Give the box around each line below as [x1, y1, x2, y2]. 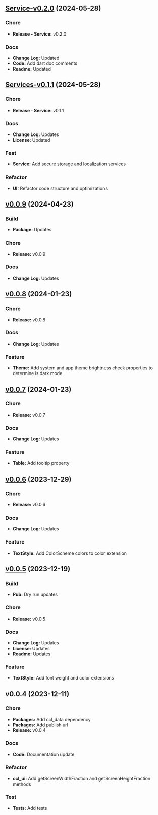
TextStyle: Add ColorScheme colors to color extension [12, 550, 127, 556]
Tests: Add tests [12, 805, 47, 811]
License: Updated [12, 137, 50, 143]
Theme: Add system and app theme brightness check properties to [12, 365, 153, 371]
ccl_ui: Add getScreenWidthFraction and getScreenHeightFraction [12, 775, 151, 782]
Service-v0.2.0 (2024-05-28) [5, 4, 101, 13]
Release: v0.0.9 [12, 251, 46, 257]
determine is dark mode [12, 370, 63, 377]
